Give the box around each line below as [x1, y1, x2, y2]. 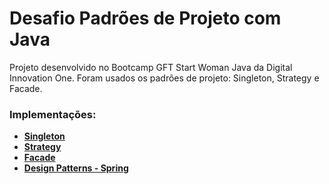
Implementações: [9, 107, 97, 121]
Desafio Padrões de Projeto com [9, 7, 282, 30]
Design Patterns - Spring [23, 162, 129, 174]
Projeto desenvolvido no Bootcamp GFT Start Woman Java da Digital [9, 61, 293, 73]
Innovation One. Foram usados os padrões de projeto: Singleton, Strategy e [9, 72, 320, 84]
